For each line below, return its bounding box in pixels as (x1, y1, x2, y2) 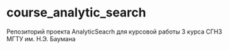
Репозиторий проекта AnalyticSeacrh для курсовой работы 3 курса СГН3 (6, 27, 223, 36)
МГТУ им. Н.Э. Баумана (6, 34, 76, 42)
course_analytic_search (6, 5, 146, 21)
